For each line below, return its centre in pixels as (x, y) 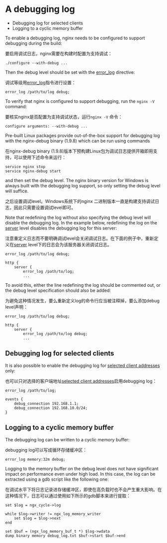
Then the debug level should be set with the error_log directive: (70, 72)
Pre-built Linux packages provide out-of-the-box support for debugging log (83, 135)
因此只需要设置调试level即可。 (45, 207)
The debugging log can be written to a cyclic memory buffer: (67, 439)
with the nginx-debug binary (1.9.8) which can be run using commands (78, 141)
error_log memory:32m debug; (35, 459)
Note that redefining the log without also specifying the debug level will (78, 217)
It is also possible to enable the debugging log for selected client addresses (83, 365)
